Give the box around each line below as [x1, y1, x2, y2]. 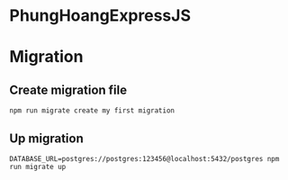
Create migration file [9, 82, 128, 97]
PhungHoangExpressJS [9, 5, 192, 26]
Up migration [9, 130, 84, 146]
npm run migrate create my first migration [9, 106, 175, 115]
